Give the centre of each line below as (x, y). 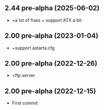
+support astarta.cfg (33, 48)
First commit (25, 103)
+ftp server (23, 75)
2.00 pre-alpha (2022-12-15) (50, 91)
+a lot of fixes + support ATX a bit (47, 20)
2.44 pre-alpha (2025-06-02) (52, 8)
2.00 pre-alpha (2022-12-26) (51, 63)
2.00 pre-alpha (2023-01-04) (51, 36)
